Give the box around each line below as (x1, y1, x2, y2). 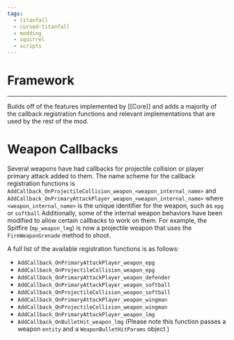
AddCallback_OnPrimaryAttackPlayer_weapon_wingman (17, 296, 168, 303)
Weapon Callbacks (7, 141, 118, 157)
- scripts (13, 42, 42, 49)
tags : (7, 10, 23, 17)
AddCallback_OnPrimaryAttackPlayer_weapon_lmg (17, 311, 155, 318)
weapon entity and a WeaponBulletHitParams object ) (17, 325, 170, 333)
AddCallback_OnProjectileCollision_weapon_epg (17, 266, 155, 274)
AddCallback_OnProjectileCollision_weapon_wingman (17, 304, 168, 311)
